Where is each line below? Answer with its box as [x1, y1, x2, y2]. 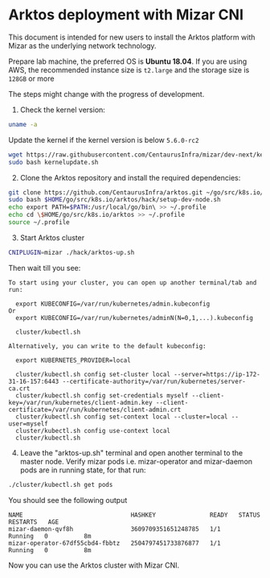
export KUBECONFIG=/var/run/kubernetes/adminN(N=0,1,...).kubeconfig [15, 314, 253, 322]
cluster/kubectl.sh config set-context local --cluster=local [15, 413, 228, 421]
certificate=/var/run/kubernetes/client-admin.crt [8, 405, 182, 414]
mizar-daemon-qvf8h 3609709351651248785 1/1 [8, 525, 221, 533]
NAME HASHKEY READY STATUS [8, 510, 261, 519]
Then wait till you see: [8, 263, 81, 272]
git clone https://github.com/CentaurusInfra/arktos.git [8, 188, 203, 197]
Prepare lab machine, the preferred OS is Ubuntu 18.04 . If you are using [8, 56, 247, 66]
